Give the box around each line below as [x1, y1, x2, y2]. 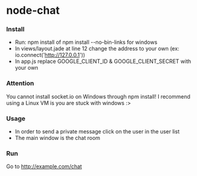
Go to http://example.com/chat [6, 163, 82, 170]
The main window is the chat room [14, 135, 101, 142]
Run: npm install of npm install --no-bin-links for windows [14, 38, 157, 46]
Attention [6, 79, 34, 88]
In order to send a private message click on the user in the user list [14, 128, 180, 135]
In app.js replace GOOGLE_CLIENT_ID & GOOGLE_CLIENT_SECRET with [14, 58, 192, 65]
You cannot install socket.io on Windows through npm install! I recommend [6, 93, 190, 100]
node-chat [6, 4, 60, 17]
